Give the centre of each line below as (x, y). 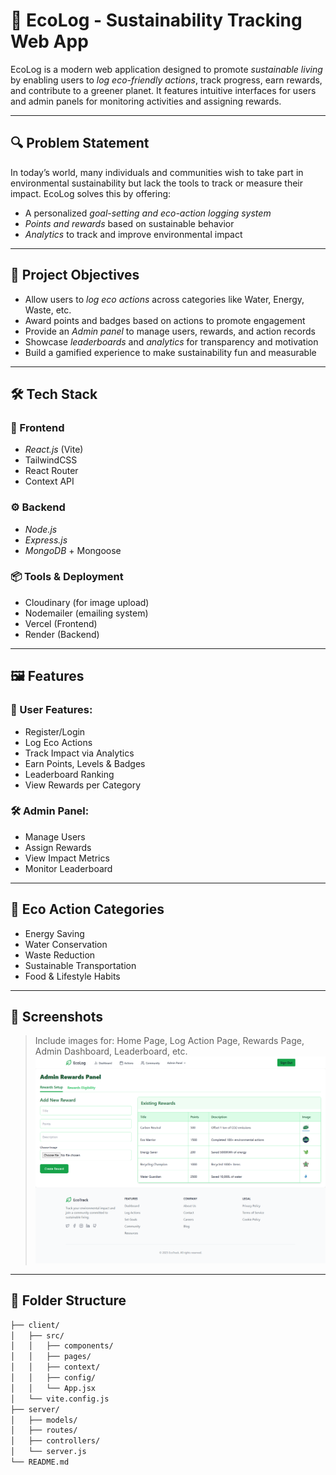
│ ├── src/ (37, 1335)
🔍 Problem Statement (80, 143)
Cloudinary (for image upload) (87, 602)
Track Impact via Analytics (79, 753)
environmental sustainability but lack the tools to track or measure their (156, 183)
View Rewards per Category (83, 785)
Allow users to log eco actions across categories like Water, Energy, (164, 299)
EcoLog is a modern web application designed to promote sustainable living (166, 69)
